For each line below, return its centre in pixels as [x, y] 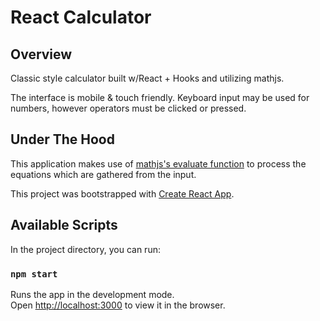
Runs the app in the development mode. [92, 294]
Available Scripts [64, 225]
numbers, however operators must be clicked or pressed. [128, 108]
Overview [41, 54]
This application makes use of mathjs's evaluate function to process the [158, 163]
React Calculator [81, 17]
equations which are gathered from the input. [103, 174]
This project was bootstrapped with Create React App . [122, 193]
